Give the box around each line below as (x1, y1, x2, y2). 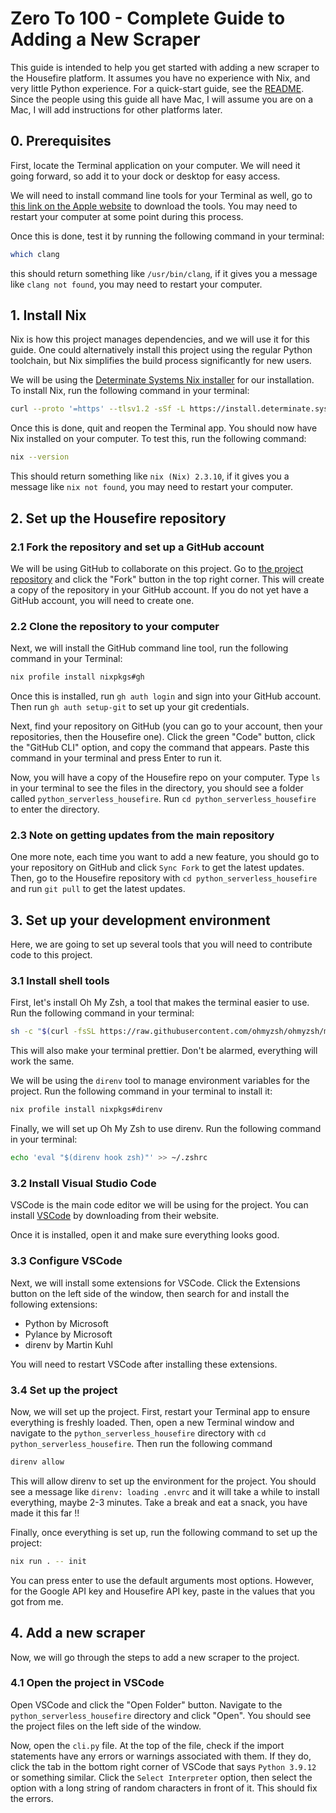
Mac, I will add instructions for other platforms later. (10, 103, 223, 116)
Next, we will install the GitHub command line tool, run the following (10, 642, 289, 654)
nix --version (10, 452, 70, 462)
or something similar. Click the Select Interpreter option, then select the (10, 1771, 313, 1783)
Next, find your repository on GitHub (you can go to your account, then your (10, 720, 323, 732)
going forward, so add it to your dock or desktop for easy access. (10, 170, 281, 182)
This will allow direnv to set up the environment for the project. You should (10, 1475, 317, 1487)
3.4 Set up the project (10, 1383, 118, 1397)
